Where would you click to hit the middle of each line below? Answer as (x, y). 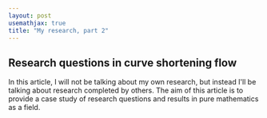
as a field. (24, 108)
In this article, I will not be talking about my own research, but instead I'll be (132, 82)
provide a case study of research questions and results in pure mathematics (133, 99)
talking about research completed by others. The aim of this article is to (126, 90)
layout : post (30, 16)
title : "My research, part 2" (59, 30)
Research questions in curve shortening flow (123, 63)
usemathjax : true (37, 23)
